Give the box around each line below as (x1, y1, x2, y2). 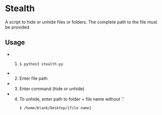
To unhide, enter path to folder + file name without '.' (19, 96, 125, 102)
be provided (5, 24, 29, 30)
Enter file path (19, 75, 48, 81)
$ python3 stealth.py (19, 61, 63, 66)
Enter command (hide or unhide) (19, 86, 85, 92)
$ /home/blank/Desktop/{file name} (19, 105, 91, 110)
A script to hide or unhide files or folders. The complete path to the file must (5, 19, 157, 25)
